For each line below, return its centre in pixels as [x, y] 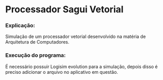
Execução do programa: [36, 55]
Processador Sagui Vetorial [64, 9]
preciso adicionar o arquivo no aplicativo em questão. [62, 72]
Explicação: [20, 26]
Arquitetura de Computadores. [37, 42]
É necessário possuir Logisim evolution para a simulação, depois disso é [81, 66]
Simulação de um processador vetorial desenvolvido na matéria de [76, 36]
